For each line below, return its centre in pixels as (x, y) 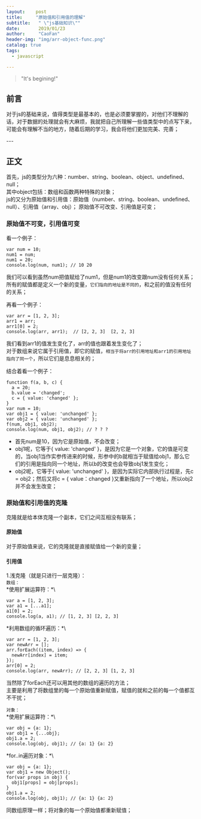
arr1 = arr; (21, 321)
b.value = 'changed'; (39, 393)
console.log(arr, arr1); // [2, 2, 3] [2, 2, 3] (71, 331)
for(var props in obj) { (37, 778)
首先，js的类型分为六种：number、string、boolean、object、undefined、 (97, 177)
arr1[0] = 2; (22, 326)
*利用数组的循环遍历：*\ (36, 628)
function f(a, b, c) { (34, 382)
